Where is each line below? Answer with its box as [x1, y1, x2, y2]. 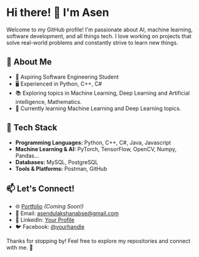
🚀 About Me [6, 57, 52, 67]
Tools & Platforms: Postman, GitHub [15, 165, 107, 172]
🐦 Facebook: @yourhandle [15, 223, 84, 231]
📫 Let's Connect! [6, 183, 75, 194]
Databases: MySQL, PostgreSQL [15, 158, 99, 165]
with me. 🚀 [6, 244, 34, 251]
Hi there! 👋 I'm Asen [6, 6, 109, 20]
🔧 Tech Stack [6, 122, 58, 133]
